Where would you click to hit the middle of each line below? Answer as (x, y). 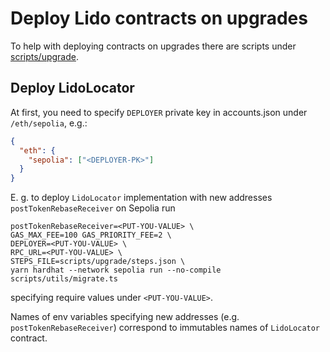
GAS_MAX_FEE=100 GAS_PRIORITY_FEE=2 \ (91, 235)
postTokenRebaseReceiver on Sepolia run (93, 208)
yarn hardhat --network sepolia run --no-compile (116, 270)
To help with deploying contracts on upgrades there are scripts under (153, 46)
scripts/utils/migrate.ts (64, 279)
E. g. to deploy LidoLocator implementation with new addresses (141, 198)
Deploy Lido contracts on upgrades (159, 18)
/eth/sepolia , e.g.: (49, 123)
